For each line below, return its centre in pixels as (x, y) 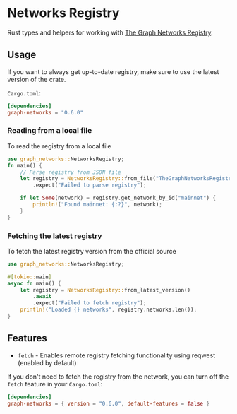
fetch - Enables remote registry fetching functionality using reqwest (116, 355)
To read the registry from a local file (59, 146)
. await (42, 297)
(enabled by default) (47, 362)
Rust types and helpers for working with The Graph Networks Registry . (110, 32)
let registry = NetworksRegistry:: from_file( (88, 179)
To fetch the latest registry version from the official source (92, 251)
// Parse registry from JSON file (71, 172)
